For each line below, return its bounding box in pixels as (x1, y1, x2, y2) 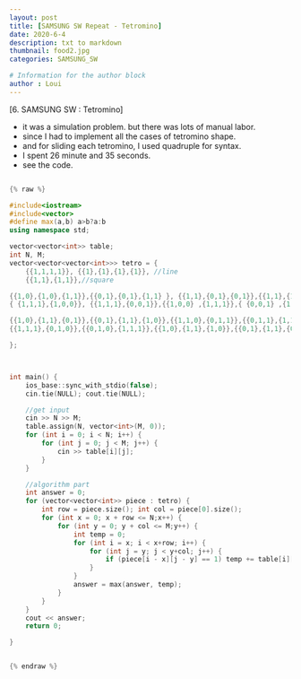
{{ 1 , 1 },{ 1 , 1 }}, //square (25, 275, 115, 284)
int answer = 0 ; (25, 488, 87, 498)
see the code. (21, 159, 73, 170)
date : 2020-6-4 (9, 30, 66, 39)
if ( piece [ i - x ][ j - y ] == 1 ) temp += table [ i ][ (105, 555, 295, 564)
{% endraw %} (9, 662, 58, 671)
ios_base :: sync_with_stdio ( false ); (25, 380, 159, 390)
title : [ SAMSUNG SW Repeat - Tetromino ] (9, 22, 163, 30)
